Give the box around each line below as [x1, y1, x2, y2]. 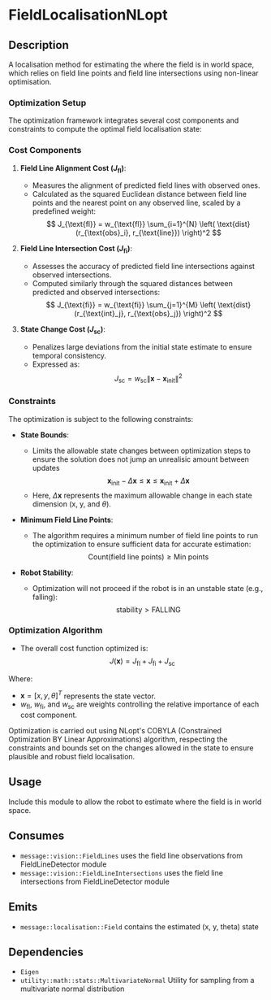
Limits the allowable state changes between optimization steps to [32, 446, 252, 455]
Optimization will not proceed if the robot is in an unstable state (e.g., [32, 583, 264, 593]
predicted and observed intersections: [32, 287, 161, 298]
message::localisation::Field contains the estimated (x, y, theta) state [19, 921, 260, 932]
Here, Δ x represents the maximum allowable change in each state [32, 490, 253, 500]
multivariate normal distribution [19, 984, 125, 993]
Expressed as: [32, 359, 80, 369]
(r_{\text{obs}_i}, [75, 228, 131, 237]
